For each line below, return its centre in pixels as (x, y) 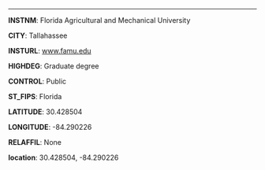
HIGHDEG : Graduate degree (54, 66)
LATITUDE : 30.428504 (45, 112)
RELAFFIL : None (35, 142)
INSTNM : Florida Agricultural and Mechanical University (99, 20)
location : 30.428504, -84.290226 (63, 157)
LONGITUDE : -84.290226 (50, 127)
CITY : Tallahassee (38, 35)
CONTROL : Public (37, 81)
